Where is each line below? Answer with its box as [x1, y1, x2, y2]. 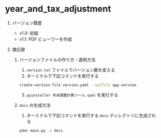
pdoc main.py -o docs [19, 128, 63, 133]
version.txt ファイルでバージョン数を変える [26, 67, 115, 73]
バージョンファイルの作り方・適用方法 [19, 56, 96, 62]
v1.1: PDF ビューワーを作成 [19, 36, 72, 42]
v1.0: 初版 [19, 30, 39, 36]
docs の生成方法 [19, 102, 51, 108]
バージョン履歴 [12, 20, 42, 26]
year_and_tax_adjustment [5, 3, 111, 14]
